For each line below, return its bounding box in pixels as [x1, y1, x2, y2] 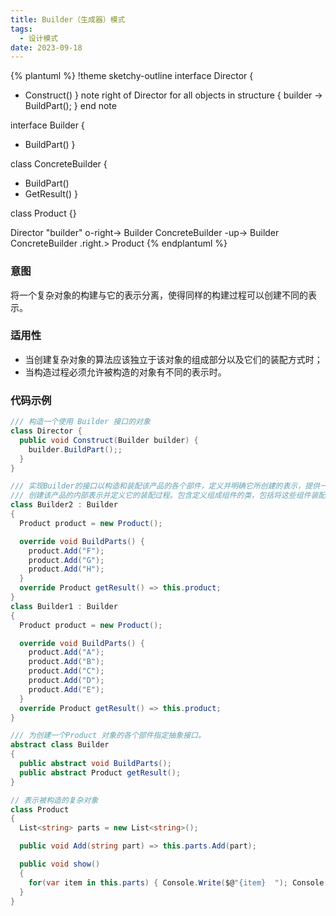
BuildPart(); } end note [24, 100, 117, 112]
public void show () [19, 859, 101, 870]
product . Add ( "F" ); [28, 546, 105, 556]
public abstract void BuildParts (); [19, 759, 172, 769]
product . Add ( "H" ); [28, 564, 105, 575]
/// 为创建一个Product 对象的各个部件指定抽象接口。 [10, 731, 206, 741]
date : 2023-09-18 [10, 42, 83, 53]
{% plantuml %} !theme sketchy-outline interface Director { [10, 70, 254, 82]
